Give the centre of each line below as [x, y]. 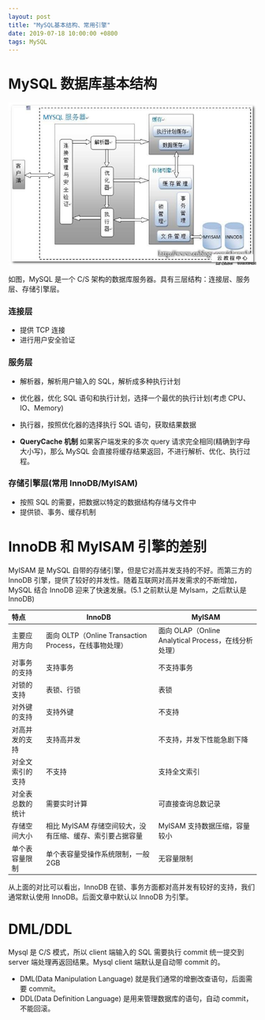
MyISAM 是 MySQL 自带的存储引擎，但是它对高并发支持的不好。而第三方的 [130, 570]
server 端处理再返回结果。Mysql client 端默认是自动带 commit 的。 [116, 962]
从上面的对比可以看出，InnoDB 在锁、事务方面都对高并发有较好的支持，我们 [131, 887]
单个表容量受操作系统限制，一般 [98, 854]
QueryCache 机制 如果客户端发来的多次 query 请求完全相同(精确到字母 [135, 441]
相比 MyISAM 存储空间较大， [93, 826]
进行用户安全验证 [47, 340]
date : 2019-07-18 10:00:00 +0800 [63, 33]
